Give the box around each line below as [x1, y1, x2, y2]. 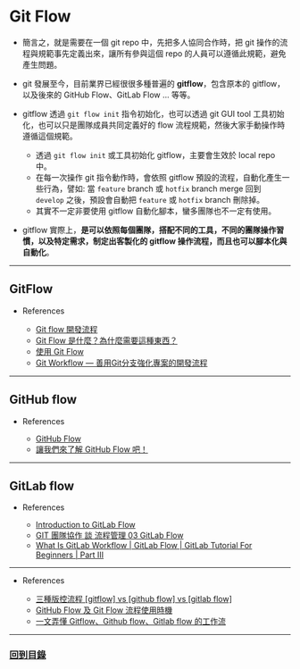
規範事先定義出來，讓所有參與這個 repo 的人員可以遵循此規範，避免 [37, 47, 287, 59]
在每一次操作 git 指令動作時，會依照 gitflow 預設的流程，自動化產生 [35, 171, 283, 182]
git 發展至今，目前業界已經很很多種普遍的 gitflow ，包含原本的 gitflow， [21, 78, 286, 88]
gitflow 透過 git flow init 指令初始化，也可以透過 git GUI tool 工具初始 [21, 108, 285, 119]
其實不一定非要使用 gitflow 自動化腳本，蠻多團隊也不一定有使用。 [35, 205, 277, 216]
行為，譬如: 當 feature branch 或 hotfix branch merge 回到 [43, 183, 262, 194]
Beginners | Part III [35, 549, 104, 560]
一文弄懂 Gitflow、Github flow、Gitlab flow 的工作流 [35, 616, 226, 627]
